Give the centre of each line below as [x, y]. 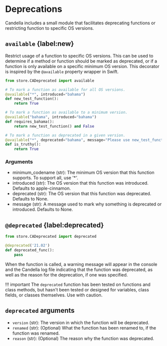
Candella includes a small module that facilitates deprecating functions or [80, 23]
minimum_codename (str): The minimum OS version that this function [83, 173]
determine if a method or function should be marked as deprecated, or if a [81, 61]
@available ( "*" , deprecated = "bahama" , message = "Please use [68, 140]
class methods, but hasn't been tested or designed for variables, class [77, 289]
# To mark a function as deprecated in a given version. [65, 135]
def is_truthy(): [23, 144]
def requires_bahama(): [30, 122]
